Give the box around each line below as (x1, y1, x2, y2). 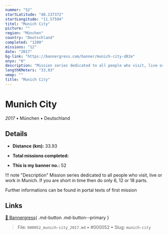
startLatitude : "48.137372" (5, 12, 64, 17)
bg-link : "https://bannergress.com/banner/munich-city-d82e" (5, 53, 135, 59)
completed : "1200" (5, 40, 43, 45)
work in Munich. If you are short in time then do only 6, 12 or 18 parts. (5, 177, 148, 183)
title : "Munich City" (5, 77, 50, 82)
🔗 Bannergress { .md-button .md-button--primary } (5, 214, 109, 220)
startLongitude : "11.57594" (5, 16, 64, 21)
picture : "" (5, 26, 30, 31)
